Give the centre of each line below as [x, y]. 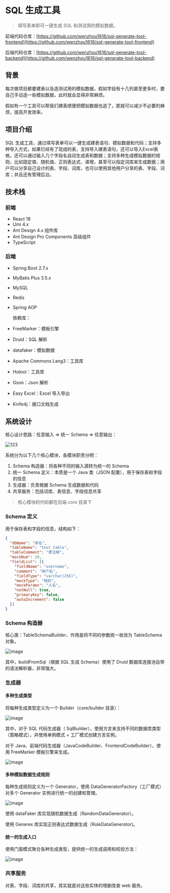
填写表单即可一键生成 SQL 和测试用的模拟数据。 [68, 25]
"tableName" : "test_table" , [39, 548]
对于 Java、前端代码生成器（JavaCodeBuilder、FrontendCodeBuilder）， [81, 746]
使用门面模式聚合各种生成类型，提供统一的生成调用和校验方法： [72, 849]
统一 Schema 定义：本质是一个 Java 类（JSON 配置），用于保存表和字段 [87, 472]
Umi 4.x [21, 224]
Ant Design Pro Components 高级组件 [52, 237]
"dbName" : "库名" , [28, 543]
